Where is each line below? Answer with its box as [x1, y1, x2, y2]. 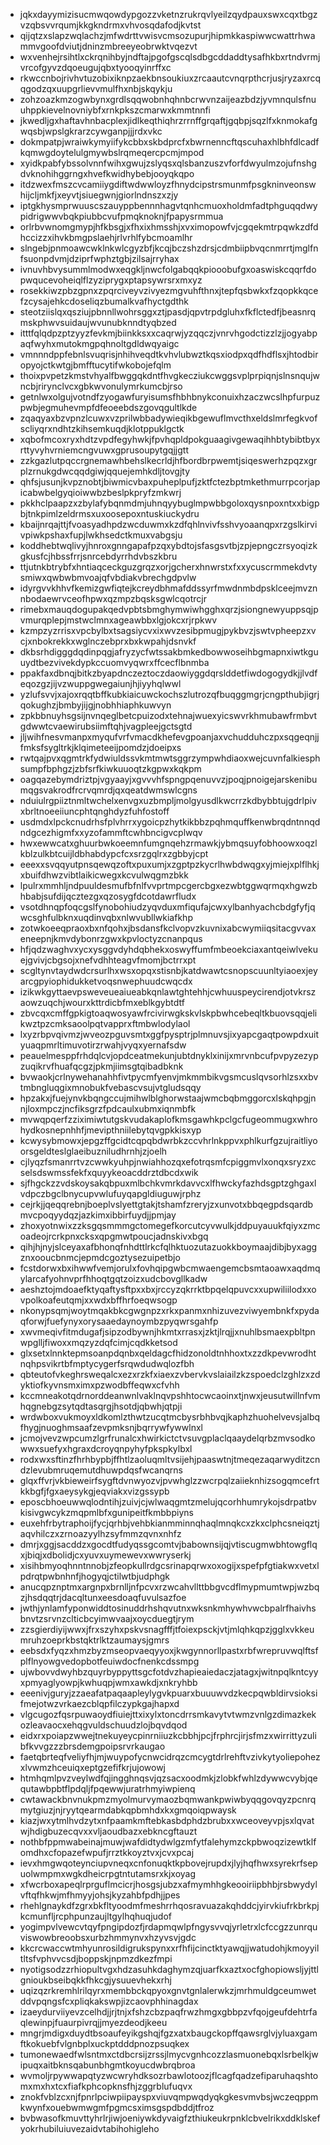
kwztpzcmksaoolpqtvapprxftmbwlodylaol [19, 1018, 191, 1029]
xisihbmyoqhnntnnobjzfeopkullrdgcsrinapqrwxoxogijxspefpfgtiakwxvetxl [19, 1560, 320, 1571]
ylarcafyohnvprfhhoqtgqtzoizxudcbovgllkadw [19, 1273, 208, 1284]
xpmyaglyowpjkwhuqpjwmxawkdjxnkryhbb [19, 1677, 198, 1688]
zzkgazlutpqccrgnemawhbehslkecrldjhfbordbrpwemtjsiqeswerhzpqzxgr [19, 455, 318, 466]
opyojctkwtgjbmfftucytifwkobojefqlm [19, 359, 172, 371]
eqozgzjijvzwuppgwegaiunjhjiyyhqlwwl [19, 678, 182, 689]
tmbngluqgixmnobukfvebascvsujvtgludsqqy [19, 1082, 202, 1093]
